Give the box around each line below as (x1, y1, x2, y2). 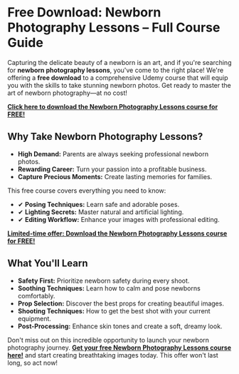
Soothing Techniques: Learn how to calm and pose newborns (17, 283, 201, 293)
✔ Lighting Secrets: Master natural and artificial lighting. (17, 208, 184, 216)
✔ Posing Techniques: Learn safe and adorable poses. (17, 200, 180, 208)
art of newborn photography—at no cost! (7, 89, 128, 97)
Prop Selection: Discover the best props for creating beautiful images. (17, 299, 224, 308)
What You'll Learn (7, 258, 88, 270)
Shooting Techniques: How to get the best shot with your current (17, 306, 211, 315)
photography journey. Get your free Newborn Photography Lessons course (7, 343, 232, 352)
